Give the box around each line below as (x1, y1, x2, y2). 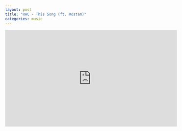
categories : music (5, 16, 43, 21)
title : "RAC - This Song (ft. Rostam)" (5, 12, 87, 17)
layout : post (5, 7, 32, 12)
